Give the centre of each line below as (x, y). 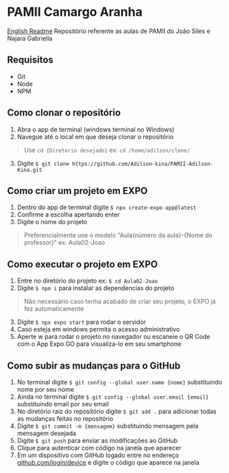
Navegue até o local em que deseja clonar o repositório (95, 136)
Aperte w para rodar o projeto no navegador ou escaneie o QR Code (113, 337)
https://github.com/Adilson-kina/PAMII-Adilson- (143, 164)
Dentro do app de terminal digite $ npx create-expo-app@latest (107, 208)
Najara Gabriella (30, 38)
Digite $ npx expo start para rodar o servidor (81, 322)
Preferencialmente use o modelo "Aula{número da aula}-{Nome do (118, 235)
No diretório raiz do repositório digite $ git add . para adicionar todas (117, 411)
